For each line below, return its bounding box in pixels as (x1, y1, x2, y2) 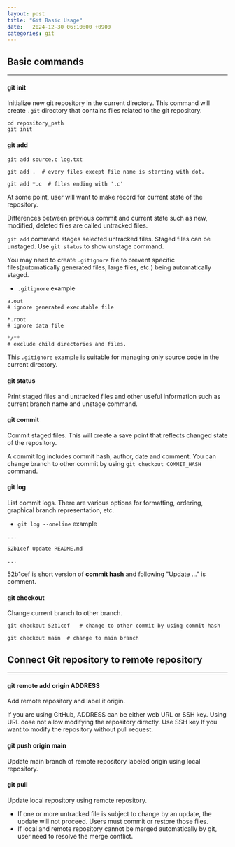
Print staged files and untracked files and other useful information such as (7, 392, 221, 400)
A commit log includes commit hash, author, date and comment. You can (7, 452, 217, 461)
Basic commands (7, 55, 84, 67)
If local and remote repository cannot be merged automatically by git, (17, 824, 218, 833)
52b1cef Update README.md (7, 545, 83, 553)
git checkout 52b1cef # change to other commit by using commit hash (7, 622, 220, 630)
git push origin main (7, 741, 66, 750)
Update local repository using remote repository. (7, 796, 147, 804)
